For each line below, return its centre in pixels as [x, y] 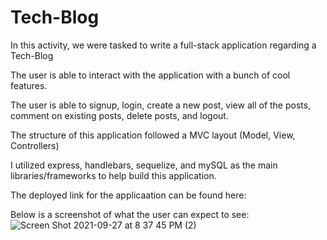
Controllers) [35, 145]
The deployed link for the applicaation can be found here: [128, 195]
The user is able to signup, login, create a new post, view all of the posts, [161, 105]
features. [29, 85]
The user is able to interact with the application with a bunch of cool [150, 75]
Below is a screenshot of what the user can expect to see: [130, 214]
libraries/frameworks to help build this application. [113, 175]
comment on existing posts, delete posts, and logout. [119, 115]
